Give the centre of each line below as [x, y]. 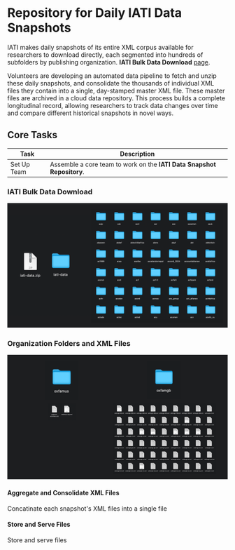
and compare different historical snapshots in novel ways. [90, 113]
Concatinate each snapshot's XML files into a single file [87, 508]
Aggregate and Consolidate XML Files [63, 493]
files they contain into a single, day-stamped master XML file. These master [116, 90]
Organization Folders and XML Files [69, 343]
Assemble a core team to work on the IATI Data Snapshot [133, 164]
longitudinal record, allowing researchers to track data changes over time [113, 105]
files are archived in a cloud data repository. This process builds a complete [116, 98]
